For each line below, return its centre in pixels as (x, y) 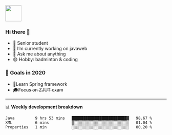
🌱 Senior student (30, 43)
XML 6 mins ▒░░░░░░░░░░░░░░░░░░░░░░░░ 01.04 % (79, 123)
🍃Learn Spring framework (40, 84)
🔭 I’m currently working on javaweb (50, 49)
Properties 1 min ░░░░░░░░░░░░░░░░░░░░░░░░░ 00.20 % (79, 127)
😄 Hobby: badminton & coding (45, 60)
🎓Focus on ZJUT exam (38, 90)
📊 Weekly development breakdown (44, 107)
